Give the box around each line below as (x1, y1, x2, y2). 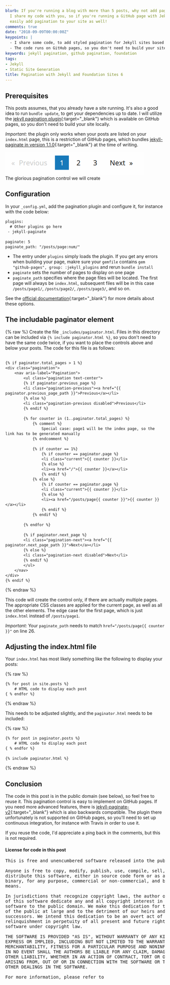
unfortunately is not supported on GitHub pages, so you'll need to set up (5, 815, 156, 821)
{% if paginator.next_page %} (23, 532, 87, 537)
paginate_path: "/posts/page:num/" (5, 244, 80, 249)
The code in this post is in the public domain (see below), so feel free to (5, 793, 155, 799)
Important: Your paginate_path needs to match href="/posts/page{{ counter (5, 622, 165, 628)
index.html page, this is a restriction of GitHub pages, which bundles (5, 136, 149, 142)
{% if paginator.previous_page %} (23, 380, 96, 386)
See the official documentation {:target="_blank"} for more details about (5, 295, 154, 301)
